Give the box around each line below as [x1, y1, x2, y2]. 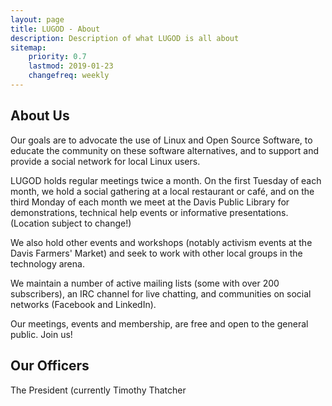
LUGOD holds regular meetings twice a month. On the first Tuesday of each [10, 174, 322, 186]
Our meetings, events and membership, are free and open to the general [10, 317, 309, 330]
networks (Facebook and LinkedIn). [10, 298, 157, 310]
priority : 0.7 [28, 52, 87, 62]
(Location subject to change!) [10, 217, 132, 229]
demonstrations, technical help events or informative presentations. [10, 206, 289, 218]
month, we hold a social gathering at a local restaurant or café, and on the [10, 185, 315, 197]
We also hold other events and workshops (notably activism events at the [10, 236, 313, 248]
